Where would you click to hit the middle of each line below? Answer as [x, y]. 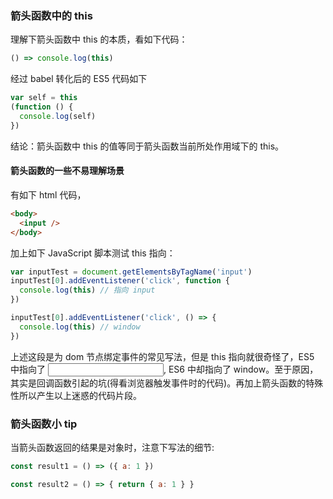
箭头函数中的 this [51, 15]
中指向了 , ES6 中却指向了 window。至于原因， [164, 369]
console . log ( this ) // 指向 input [87, 290]
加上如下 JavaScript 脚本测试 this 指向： [93, 253]
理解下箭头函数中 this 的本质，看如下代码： [99, 39]
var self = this [44, 98]
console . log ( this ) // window [80, 327]
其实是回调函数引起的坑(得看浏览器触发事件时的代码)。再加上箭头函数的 [158, 383]
